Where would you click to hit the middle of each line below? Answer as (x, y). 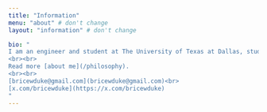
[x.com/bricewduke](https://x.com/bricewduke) (87, 88)
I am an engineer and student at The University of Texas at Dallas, (126, 52)
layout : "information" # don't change (72, 30)
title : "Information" (44, 15)
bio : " (19, 44)
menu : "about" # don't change (58, 23)
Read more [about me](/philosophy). (69, 67)
